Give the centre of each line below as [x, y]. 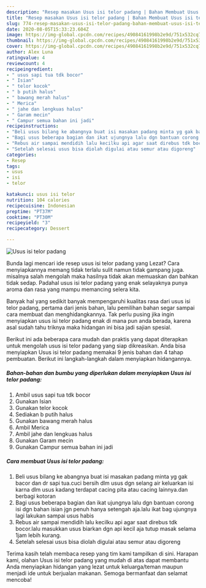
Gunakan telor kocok [41, 408]
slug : [13, 23]
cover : [15, 47]
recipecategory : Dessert [38, 229]
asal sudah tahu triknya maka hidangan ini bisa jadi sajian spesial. [89, 327]
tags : [13, 166]
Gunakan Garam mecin [44, 440]
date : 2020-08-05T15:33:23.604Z [48, 29]
